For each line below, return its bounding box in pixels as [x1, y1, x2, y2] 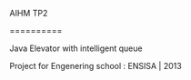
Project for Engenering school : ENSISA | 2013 [9, 61, 182, 71]
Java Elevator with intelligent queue [9, 43, 143, 54]
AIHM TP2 [9, 8, 48, 18]
